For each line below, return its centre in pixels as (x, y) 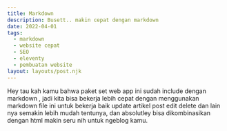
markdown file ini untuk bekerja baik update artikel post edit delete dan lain (114, 105)
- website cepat (37, 46)
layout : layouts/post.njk (44, 71)
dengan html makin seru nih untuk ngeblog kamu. (78, 120)
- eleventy (29, 59)
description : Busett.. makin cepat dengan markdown (83, 20)
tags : (15, 33)
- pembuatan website (43, 65)
